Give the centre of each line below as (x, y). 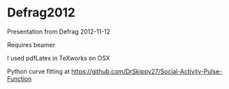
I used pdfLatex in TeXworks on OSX (59, 58)
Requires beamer (31, 44)
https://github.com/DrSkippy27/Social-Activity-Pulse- (147, 71)
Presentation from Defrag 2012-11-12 (59, 31)
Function (19, 78)
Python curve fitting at (39, 71)
